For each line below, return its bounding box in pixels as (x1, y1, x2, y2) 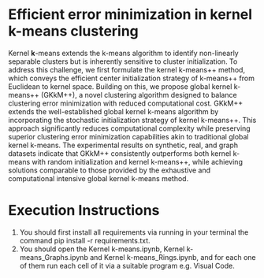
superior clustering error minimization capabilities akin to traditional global (8, 132, 250, 141)
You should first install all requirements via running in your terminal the (19, 227, 249, 237)
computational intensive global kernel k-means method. (8, 173, 189, 183)
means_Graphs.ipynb (19, 252, 88, 261)
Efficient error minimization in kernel (8, 6, 253, 24)
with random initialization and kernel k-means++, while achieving (32, 157, 243, 166)
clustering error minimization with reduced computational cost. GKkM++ (8, 98, 243, 108)
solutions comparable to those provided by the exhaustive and (8, 165, 211, 175)
